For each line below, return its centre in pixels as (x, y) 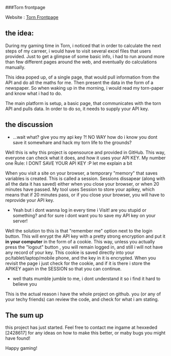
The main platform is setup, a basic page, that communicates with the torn (83, 103)
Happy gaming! (21, 348)
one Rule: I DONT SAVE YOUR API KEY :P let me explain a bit (69, 163)
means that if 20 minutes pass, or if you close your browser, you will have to (85, 195)
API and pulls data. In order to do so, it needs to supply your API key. (77, 109)
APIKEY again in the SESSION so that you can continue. (64, 269)
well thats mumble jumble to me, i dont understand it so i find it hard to (87, 278)
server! (20, 221)
